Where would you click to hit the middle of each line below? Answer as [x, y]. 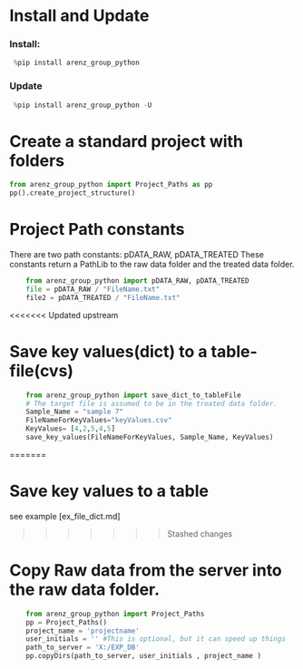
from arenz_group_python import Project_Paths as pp [111, 185]
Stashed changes [200, 533]
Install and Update [79, 16]
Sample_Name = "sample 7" [75, 412]
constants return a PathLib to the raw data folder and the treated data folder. [152, 265]
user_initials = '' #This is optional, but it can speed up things [156, 639]
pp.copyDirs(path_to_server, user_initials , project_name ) [143, 656]
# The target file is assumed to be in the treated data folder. [152, 403]
